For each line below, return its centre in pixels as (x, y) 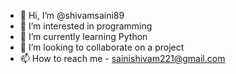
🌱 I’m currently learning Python (83, 36)
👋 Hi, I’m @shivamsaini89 (72, 15)
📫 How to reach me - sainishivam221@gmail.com (122, 58)
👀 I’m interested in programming (86, 26)
